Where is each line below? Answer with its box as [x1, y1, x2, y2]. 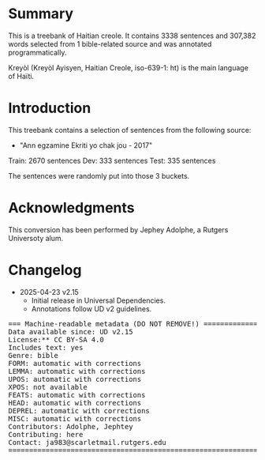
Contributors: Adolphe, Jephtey [8, 422, 133, 431]
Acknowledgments [8, 199, 136, 217]
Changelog [8, 262, 82, 279]
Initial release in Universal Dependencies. [31, 296, 166, 305]
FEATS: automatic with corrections [8, 390, 146, 399]
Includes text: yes [8, 343, 84, 352]
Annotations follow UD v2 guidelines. [31, 304, 152, 313]
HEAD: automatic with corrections [8, 398, 142, 407]
